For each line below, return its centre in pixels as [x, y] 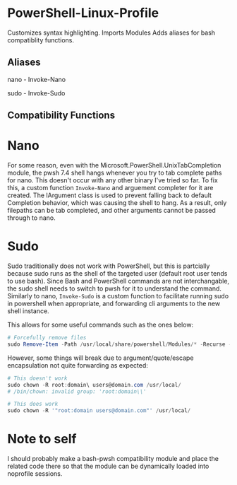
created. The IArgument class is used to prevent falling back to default [109, 195]
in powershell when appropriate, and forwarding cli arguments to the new [114, 304]
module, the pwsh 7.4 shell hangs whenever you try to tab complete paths [115, 173]
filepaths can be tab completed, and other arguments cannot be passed [112, 211]
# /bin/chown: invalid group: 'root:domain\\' [77, 391]
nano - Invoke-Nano [36, 79]
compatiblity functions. [41, 40]
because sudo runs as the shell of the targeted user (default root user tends [117, 274]
